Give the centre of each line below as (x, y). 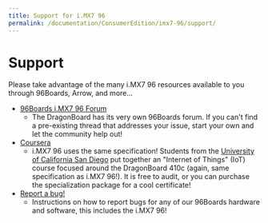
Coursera (35, 143)
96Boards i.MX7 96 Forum (63, 109)
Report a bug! (42, 193)
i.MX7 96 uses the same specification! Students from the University (143, 151)
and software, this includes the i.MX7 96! (99, 211)
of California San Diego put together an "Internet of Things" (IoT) (138, 160)
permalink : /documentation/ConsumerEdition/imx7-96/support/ (112, 23)
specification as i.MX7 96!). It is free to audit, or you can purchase (141, 177)
